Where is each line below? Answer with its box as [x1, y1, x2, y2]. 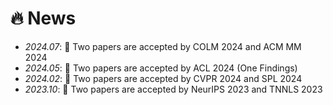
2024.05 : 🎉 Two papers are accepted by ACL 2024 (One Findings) [24, 62, 298, 74]
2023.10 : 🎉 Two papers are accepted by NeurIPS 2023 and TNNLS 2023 [24, 83, 323, 95]
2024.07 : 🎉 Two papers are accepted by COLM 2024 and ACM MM [24, 40, 302, 52]
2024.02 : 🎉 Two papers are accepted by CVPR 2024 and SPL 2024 [24, 72, 303, 84]
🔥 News [10, 7, 77, 30]
